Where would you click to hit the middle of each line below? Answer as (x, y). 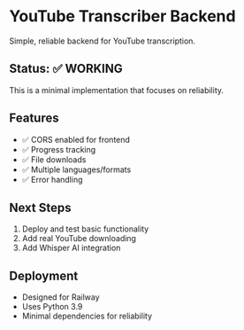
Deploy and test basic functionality (85, 229)
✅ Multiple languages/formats (76, 169)
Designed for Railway (61, 297)
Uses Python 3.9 (52, 307)
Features (34, 118)
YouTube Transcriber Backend (122, 16)
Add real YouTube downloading (79, 239)
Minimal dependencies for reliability (87, 316)
